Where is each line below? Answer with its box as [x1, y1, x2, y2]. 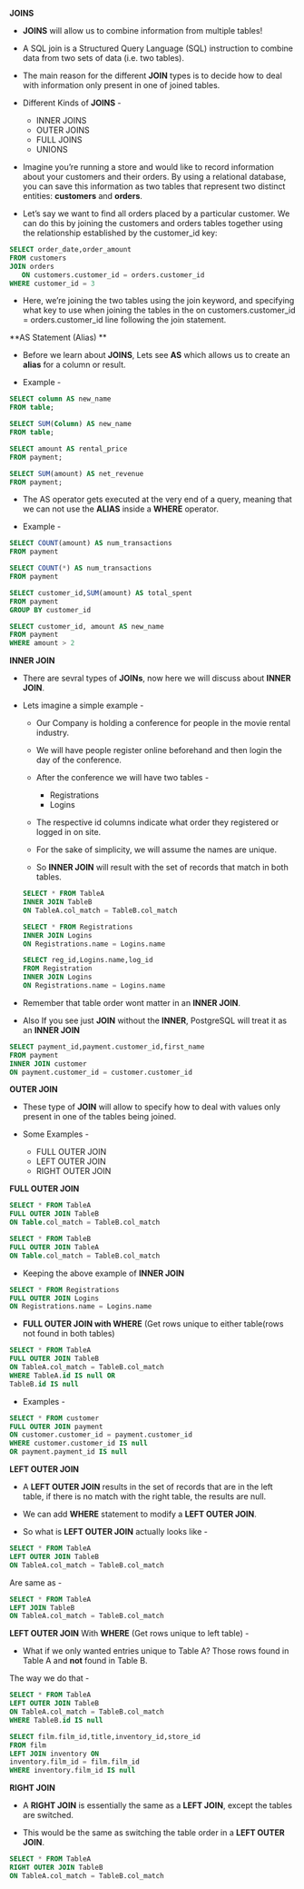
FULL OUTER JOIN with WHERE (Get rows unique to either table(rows [22, 1318, 284, 1329]
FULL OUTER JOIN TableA [9, 1242, 100, 1252]
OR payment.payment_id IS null [9, 1447, 128, 1457]
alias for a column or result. [22, 359, 126, 371]
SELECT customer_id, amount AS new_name [9, 621, 165, 631]
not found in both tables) [22, 1328, 115, 1339]
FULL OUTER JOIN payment [9, 1422, 103, 1431]
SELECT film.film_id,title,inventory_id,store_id [9, 1732, 201, 1741]
